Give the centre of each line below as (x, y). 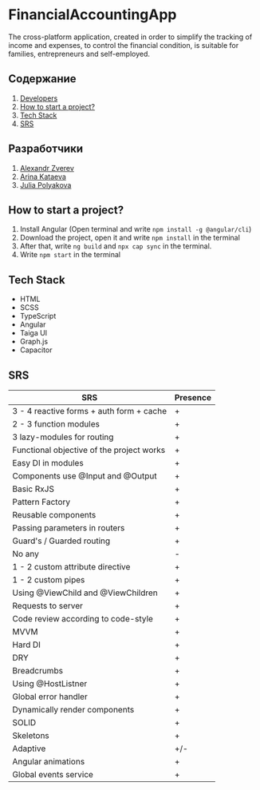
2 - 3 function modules (56, 424)
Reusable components (54, 515)
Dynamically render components (73, 710)
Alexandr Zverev (47, 168)
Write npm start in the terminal (70, 255)
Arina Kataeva (43, 177)
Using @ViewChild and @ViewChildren (85, 593)
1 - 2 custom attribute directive (71, 567)
